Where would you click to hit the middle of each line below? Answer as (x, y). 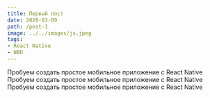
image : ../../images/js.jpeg (49, 33)
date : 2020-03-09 (32, 20)
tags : (15, 40)
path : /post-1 (28, 26)
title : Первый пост (35, 14)
